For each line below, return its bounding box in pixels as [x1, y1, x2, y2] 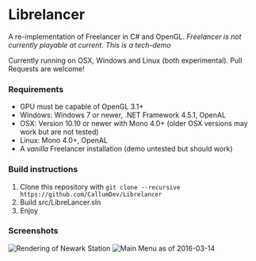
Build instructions [8, 164, 78, 175]
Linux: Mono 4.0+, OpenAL [19, 136, 109, 145]
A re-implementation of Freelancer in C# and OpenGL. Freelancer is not [8, 32, 242, 41]
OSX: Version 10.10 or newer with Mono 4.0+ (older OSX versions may [19, 119, 248, 129]
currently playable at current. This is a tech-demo [8, 40, 172, 49]
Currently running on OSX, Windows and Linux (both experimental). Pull [8, 56, 243, 65]
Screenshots [8, 225, 59, 236]
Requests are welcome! [8, 63, 85, 73]
